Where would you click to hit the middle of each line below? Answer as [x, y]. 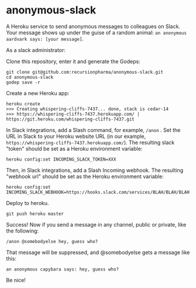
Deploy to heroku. [27, 203]
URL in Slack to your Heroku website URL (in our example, [76, 136]
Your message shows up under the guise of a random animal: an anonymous [97, 32]
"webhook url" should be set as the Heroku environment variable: [85, 176]
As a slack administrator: [36, 50]
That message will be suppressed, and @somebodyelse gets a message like [98, 252]
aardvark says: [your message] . [45, 39]
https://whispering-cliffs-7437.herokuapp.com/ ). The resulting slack [90, 142]
